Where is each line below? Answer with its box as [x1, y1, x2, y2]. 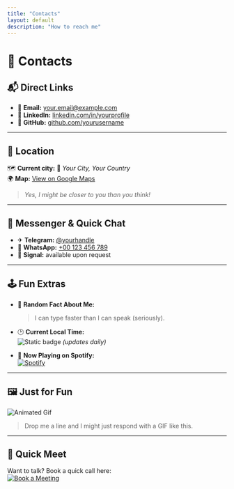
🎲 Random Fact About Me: [17, 300, 95, 309]
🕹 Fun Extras [7, 278, 66, 290]
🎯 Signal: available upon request [17, 251, 111, 258]
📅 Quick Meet [7, 449, 67, 460]
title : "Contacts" [7, 10, 61, 17]
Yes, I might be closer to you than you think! [24, 191, 151, 199]
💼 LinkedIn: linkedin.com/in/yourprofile [17, 111, 130, 119]
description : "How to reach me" [7, 23, 101, 30]
